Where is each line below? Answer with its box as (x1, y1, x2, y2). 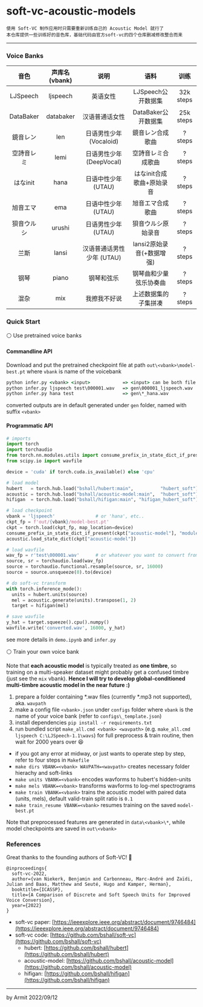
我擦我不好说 (85, 294, 123, 303)
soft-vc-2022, (11, 871, 47, 877)
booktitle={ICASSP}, (11, 886, 63, 893)
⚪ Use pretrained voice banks (6, 331, 82, 339)
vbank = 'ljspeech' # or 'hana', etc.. (6, 513, 145, 519)
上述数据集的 (132, 290, 169, 298)
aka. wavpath (14, 699, 47, 706)
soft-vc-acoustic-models (6, 4, 136, 18)
